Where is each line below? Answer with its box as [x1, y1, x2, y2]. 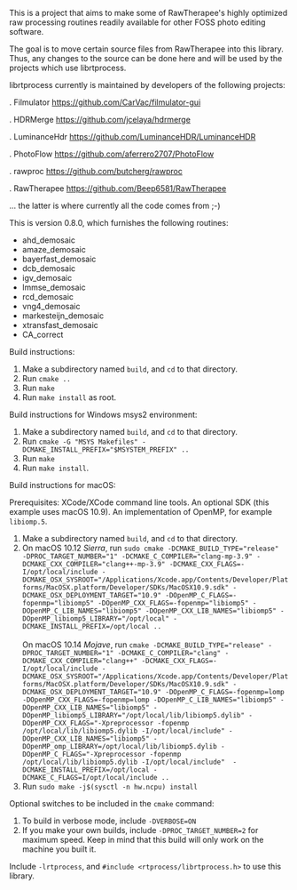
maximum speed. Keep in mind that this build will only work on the [21, 835, 264, 845]
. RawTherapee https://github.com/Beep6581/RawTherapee [9, 183, 227, 194]
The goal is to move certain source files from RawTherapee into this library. [9, 44, 284, 54]
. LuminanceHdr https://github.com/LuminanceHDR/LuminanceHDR [9, 132, 256, 141]
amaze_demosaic [21, 245, 86, 254]
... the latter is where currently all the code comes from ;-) [9, 200, 221, 211]
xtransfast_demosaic [21, 320, 99, 330]
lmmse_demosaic [21, 282, 86, 293]
